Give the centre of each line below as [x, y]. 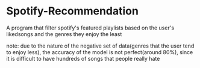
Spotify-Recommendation [72, 11]
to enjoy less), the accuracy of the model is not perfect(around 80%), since [100, 52]
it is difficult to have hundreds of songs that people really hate [83, 58]
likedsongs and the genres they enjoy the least [64, 34]
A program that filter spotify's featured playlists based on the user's [90, 28]
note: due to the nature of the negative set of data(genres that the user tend [100, 46]
